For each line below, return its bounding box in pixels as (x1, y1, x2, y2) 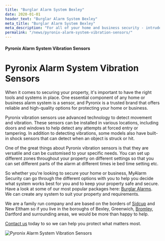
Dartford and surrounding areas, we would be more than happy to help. (5, 211, 149, 217)
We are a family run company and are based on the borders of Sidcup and (5, 200, 155, 207)
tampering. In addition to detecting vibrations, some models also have (5, 130, 146, 136)
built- (147, 130, 158, 136)
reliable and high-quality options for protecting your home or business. (5, 105, 148, 111)
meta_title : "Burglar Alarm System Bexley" (5, 21, 96, 26)
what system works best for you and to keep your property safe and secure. (5, 181, 159, 186)
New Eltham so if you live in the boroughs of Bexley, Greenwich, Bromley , (5, 206, 154, 211)
